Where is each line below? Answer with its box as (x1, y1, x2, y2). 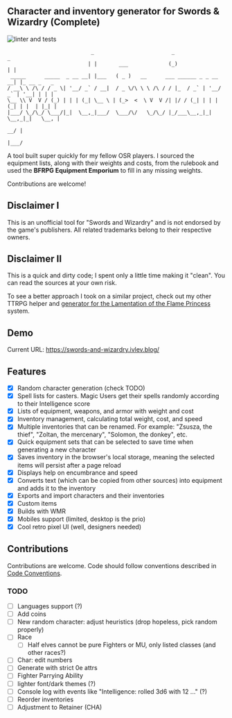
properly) (17, 626, 44, 634)
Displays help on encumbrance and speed (17, 468, 138, 477)
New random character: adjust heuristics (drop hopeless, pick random (17, 617, 217, 626)
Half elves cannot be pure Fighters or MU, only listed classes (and (27, 641, 216, 649)
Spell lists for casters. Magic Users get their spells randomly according (17, 392, 220, 400)
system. (7, 307, 30, 315)
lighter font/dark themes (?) (17, 679, 96, 687)
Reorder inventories (17, 695, 74, 703)
